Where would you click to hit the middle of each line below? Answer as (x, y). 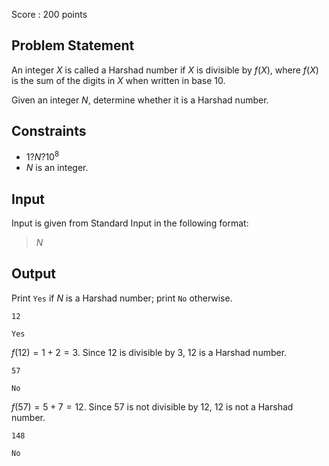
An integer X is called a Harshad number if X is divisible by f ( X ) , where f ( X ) (165, 70)
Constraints (49, 131)
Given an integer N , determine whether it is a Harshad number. (140, 100)
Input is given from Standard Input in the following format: (130, 223)
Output (33, 274)
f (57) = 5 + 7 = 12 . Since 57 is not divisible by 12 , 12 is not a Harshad (152, 406)
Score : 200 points (49, 14)
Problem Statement (73, 45)
